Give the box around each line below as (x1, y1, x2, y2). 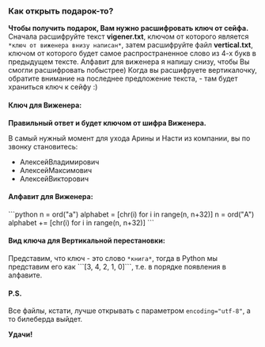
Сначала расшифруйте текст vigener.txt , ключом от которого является (8, 32, 249, 41)
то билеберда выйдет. (8, 315, 83, 324)
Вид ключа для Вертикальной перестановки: (8, 236, 166, 246)
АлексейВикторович (19, 174, 89, 183)
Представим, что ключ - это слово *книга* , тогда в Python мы (8, 253, 218, 262)
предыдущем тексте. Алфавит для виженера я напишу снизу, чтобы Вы (8, 57, 250, 66)
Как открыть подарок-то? (8, 6, 114, 17)
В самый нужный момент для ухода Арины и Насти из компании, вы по (8, 133, 251, 143)
